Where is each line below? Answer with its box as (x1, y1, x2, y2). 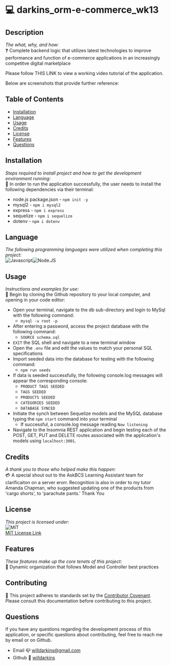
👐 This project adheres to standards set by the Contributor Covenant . (5, 592, 151, 598)
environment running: (5, 175, 51, 181)
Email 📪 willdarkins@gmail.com (12, 648, 81, 654)
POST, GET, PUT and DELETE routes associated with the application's (12, 432, 161, 439)
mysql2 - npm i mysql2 (12, 201, 61, 208)
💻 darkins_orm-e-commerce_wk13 (5, 4, 159, 16)
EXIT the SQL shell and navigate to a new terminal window (12, 339, 136, 346)
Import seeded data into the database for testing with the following (12, 356, 154, 362)
